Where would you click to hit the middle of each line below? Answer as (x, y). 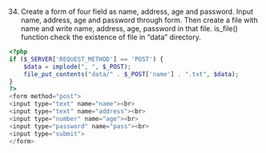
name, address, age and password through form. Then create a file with (139, 20)
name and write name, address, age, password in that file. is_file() (129, 28)
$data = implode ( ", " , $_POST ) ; (77, 66)
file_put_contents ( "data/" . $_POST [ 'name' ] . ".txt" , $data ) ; (131, 74)
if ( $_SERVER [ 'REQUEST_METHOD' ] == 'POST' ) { (86, 59)
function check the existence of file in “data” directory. (111, 37)
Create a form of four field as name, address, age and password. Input (137, 12)
